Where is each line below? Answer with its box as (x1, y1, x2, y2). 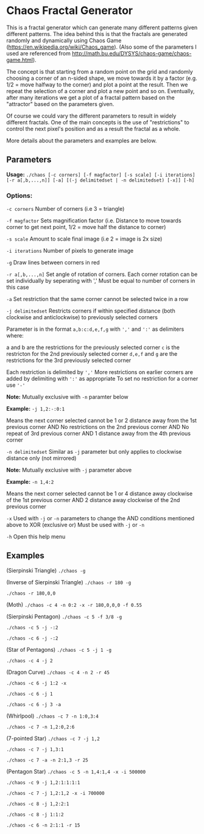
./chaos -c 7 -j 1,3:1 (6, 746, 64, 752)
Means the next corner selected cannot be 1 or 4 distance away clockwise (6, 490, 193, 497)
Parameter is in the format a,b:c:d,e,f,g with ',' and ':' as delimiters (6, 325, 185, 333)
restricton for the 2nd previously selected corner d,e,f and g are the (6, 350, 178, 358)
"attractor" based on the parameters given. (6, 100, 114, 107)
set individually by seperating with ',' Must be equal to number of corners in (6, 277, 195, 284)
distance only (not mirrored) (6, 454, 77, 462)
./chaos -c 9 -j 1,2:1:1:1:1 (6, 779, 80, 786)
